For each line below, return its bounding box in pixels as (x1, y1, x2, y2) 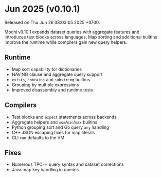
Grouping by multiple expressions (11, 82, 79, 88)
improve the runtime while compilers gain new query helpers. (4, 39, 127, 45)
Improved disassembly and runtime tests (11, 87, 93, 93)
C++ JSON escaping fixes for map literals (11, 129, 95, 135)
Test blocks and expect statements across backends (11, 114, 117, 120)
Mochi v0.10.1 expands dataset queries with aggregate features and (4, 29, 140, 35)
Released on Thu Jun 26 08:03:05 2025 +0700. (4, 19, 100, 25)
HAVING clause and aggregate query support (11, 71, 103, 77)
